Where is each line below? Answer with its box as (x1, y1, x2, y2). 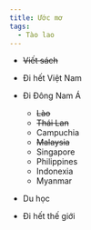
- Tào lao (17, 30, 55, 39)
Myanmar (35, 175, 73, 186)
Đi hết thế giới (22, 211, 76, 222)
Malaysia (35, 137, 70, 148)
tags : (9, 22, 30, 31)
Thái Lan (35, 117, 70, 128)
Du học (22, 193, 50, 205)
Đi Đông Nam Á (22, 90, 82, 101)
